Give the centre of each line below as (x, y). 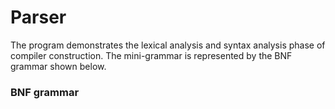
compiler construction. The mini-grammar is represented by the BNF (151, 55)
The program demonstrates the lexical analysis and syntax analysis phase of (168, 45)
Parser (38, 17)
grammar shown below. (58, 66)
